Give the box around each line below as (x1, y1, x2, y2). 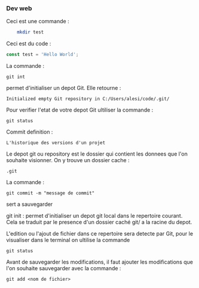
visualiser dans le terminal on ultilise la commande (6, 237, 130, 244)
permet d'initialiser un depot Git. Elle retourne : (6, 85, 121, 92)
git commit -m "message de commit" (6, 190, 95, 196)
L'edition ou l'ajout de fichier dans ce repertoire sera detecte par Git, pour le (6, 230, 193, 237)
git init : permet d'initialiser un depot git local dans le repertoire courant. (6, 212, 183, 219)
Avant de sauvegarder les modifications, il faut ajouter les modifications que (6, 258, 193, 266)
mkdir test (17, 29, 44, 35)
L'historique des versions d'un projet (6, 140, 106, 146)
